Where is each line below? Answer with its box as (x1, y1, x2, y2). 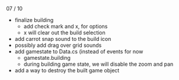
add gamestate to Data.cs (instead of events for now (14, 48, 143, 55)
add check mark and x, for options (23, 23, 108, 30)
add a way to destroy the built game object (14, 67, 120, 73)
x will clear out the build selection (23, 29, 106, 36)
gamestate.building (23, 55, 71, 61)
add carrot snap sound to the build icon (14, 36, 111, 42)
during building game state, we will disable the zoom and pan (23, 60, 174, 68)
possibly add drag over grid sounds (14, 41, 102, 49)
